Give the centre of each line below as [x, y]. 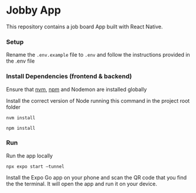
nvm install [21, 118]
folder [13, 107]
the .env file [21, 61]
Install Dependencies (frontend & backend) [69, 76]
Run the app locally [30, 156]
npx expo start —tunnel [35, 166]
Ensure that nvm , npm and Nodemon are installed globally [76, 89]
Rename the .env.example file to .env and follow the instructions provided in [98, 55]
